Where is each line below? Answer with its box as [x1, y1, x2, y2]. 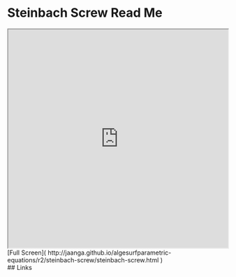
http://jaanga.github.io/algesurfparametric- [47, 248, 172, 257]
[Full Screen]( [7, 248, 47, 257]
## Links [7, 263, 33, 271]
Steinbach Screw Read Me [7, 5, 163, 21]
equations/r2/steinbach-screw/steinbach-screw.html [7, 255, 159, 264]
